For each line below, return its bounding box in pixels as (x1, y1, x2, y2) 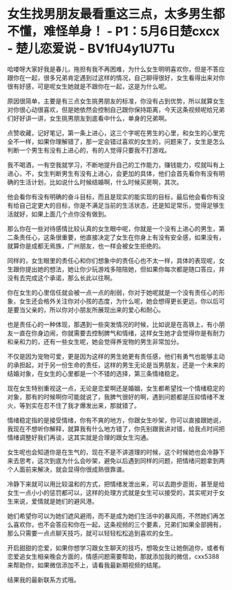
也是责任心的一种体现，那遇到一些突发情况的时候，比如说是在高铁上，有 (7, 320, 213, 328)
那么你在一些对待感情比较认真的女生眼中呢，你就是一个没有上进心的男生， (7, 224, 219, 233)
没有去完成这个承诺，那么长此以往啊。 (7, 273, 116, 282)
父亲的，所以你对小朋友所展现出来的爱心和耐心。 (25, 305, 164, 314)
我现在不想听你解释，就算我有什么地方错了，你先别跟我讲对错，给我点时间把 (7, 424, 225, 433)
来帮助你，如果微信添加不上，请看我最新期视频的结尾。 (7, 560, 164, 569)
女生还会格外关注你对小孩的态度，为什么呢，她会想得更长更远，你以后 (19, 297, 219, 305)
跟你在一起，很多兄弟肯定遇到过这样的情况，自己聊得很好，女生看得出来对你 (7, 73, 225, 81)
